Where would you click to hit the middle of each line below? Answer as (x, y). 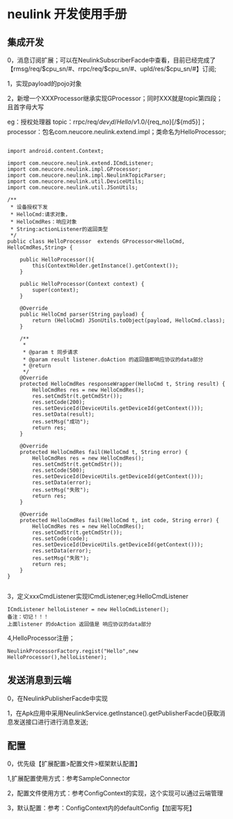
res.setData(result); (64, 414)
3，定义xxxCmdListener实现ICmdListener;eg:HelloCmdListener (98, 596)
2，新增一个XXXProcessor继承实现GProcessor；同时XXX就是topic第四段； (115, 98)
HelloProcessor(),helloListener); (57, 657)
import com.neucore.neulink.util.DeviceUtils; (76, 181)
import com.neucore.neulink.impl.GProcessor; (74, 169)
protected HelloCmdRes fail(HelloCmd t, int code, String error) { (119, 520)
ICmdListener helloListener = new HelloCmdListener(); (88, 609)
